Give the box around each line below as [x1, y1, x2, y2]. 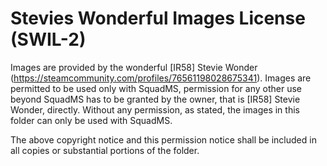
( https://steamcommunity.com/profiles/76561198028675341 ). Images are [10, 72, 312, 84]
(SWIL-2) [10, 28, 87, 51]
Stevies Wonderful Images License [10, 7, 306, 30]
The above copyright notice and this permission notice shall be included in [10, 133, 317, 146]
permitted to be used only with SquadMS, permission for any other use [10, 82, 303, 94]
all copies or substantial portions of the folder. [10, 144, 200, 156]
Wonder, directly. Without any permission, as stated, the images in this [10, 103, 300, 116]
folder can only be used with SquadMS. [10, 114, 173, 126]
